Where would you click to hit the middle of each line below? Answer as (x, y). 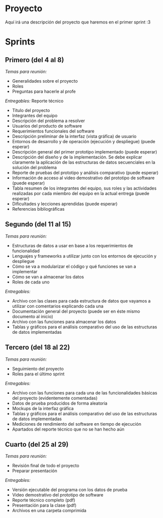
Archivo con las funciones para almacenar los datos (64, 322)
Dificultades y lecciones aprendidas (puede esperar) (65, 204)
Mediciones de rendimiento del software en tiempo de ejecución (77, 424)
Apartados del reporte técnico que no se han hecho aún (68, 429)
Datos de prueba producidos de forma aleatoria (60, 403)
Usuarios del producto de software (47, 126)
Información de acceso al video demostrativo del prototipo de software (83, 178)
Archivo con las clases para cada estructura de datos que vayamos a (81, 301)
